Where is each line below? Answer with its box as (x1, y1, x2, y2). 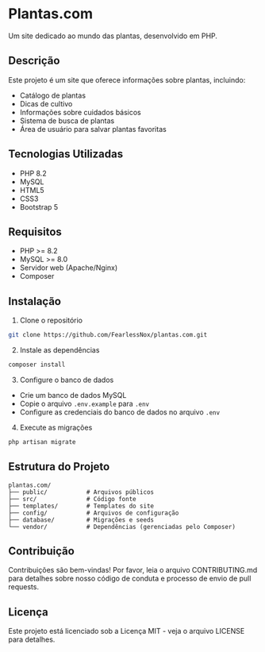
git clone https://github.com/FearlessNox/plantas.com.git (8, 331, 208, 339)
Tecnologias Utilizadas (8, 148, 124, 161)
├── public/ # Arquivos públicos (8, 488, 155, 496)
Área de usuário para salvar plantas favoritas (19, 124, 167, 133)
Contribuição (8, 545, 75, 558)
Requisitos (8, 225, 62, 238)
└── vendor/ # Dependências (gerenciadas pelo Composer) (8, 523, 236, 530)
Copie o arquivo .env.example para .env (19, 399, 150, 408)
